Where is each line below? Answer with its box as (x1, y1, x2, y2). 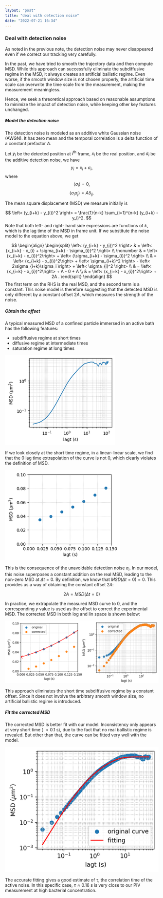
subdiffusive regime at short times (12, 335, 81, 341)
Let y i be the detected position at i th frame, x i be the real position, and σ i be (5, 150, 156, 158)
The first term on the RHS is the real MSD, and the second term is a (5, 281, 140, 287)
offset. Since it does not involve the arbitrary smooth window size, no (5, 693, 144, 699)
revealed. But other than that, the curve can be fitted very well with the (5, 732, 147, 738)
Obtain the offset (5, 308, 40, 314)
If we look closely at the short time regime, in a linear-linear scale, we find (5, 450, 153, 456)
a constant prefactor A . (5, 140, 52, 146)
